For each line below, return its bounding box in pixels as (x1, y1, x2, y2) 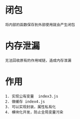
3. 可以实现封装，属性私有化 (5, 104, 56, 110)
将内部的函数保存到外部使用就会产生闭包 (5, 22, 75, 27)
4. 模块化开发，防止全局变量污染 (5, 110, 63, 115)
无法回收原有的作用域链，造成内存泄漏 (5, 58, 72, 63)
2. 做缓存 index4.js (5, 99, 45, 104)
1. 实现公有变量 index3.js (5, 94, 58, 99)
